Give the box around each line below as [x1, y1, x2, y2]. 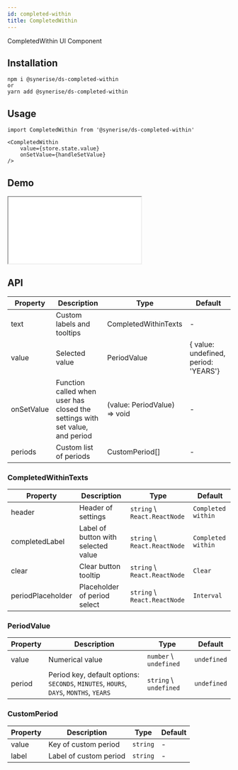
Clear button [79, 562, 121, 572]
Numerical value [48, 655, 103, 665]
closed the [55, 404, 91, 414]
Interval [193, 592, 222, 600]
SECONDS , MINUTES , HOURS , [48, 679, 127, 689]
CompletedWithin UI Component [7, 36, 103, 45]
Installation [7, 57, 58, 69]
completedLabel [11, 537, 65, 547]
